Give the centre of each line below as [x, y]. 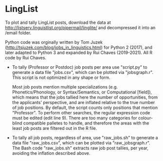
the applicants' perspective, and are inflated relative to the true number [83, 102]
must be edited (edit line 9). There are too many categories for [74, 118]
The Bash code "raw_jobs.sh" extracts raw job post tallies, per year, [80, 148]
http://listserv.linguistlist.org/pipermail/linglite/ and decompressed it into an [80, 27]
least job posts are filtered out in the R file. [54, 128]
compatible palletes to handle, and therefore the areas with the [86, 123]
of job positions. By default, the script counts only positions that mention [85, 107]
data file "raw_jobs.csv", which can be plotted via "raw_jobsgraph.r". [81, 143]
